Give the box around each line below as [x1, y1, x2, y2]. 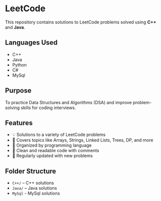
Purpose [5, 87, 32, 95]
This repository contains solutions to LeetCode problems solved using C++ [5, 19, 157, 25]
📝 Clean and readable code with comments [12, 148, 99, 154]
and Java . [5, 24, 25, 30]
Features [5, 118, 33, 127]
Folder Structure [5, 167, 56, 175]
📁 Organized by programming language [12, 142, 92, 148]
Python [12, 62, 27, 67]
